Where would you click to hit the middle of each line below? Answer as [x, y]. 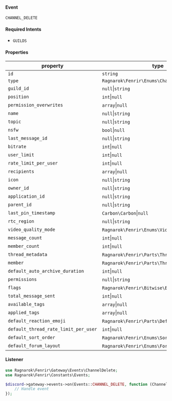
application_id [26, 196]
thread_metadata [28, 254]
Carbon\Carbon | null [125, 213]
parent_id [20, 205]
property [52, 65]
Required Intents [24, 29]
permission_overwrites [35, 105]
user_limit [21, 155]
